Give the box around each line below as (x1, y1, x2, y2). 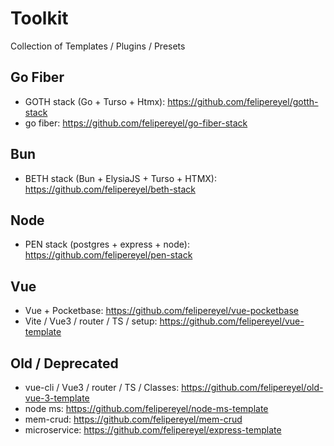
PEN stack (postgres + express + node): (24, 238, 190, 251)
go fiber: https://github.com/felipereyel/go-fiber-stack (24, 117, 248, 129)
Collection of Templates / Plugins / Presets (10, 40, 186, 52)
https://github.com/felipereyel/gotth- (167, 95, 319, 107)
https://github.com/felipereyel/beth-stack (24, 183, 196, 195)
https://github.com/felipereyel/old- (181, 382, 324, 393)
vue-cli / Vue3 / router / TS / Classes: (24, 382, 180, 393)
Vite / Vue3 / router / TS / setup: (24, 315, 158, 327)
